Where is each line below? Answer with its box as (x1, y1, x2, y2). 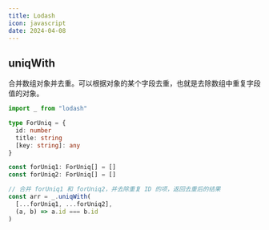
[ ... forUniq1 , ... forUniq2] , (15, 200, 113, 208)
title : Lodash (8, 11, 56, 20)
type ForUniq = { (8, 119, 66, 127)
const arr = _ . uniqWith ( (8, 193, 91, 201)
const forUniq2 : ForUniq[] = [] (8, 171, 116, 179)
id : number (15, 126, 52, 135)
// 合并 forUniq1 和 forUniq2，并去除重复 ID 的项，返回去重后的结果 (8, 185, 221, 193)
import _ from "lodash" (8, 105, 88, 113)
